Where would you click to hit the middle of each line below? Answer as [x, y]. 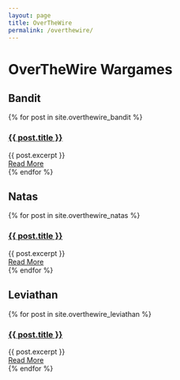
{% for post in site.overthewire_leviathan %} [80, 314]
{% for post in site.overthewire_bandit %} [75, 117]
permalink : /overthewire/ [51, 30]
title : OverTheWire [40, 23]
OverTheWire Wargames [90, 69]
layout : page [30, 15]
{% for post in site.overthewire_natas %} [74, 216]
